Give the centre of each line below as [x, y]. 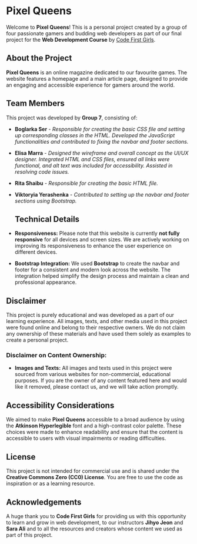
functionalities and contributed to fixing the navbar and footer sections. [101, 141]
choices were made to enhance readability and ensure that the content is [95, 432]
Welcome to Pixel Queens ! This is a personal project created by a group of [96, 27]
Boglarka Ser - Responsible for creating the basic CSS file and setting [100, 129]
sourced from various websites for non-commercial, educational [92, 374]
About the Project [39, 58]
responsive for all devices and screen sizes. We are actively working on [102, 240]
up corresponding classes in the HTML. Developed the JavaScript [95, 135]
